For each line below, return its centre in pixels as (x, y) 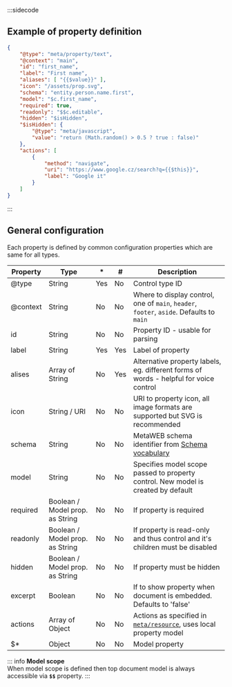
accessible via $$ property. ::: (49, 676)
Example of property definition (75, 31)
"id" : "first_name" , (49, 67)
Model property (158, 644)
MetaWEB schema (163, 435)
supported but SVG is (167, 416)
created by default (163, 490)
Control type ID (158, 283)
